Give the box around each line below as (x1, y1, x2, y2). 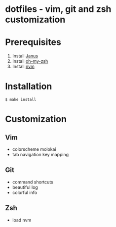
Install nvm (12, 63, 35, 70)
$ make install (5, 97, 37, 102)
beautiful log (12, 184, 38, 190)
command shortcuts (12, 179, 53, 185)
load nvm (12, 217, 32, 223)
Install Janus (12, 53, 39, 59)
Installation (5, 81, 52, 92)
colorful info (12, 189, 38, 195)
